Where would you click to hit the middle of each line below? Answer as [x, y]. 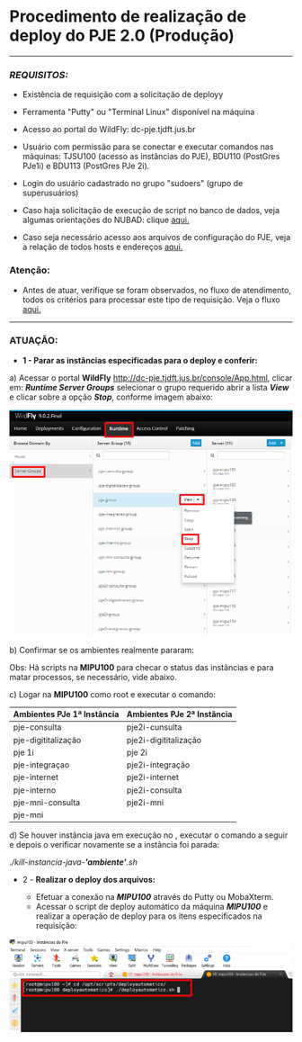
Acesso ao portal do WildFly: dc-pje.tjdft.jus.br [109, 130]
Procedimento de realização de [128, 17]
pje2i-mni [145, 802]
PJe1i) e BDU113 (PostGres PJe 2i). [86, 166]
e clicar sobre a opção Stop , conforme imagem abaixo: [111, 397]
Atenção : [30, 270]
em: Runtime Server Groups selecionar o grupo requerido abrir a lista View [149, 387]
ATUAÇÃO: [34, 341]
